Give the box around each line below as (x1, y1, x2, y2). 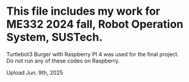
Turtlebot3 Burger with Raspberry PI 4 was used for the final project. (6, 50, 179, 58)
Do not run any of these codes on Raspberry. (6, 57, 120, 64)
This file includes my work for (6, 4, 161, 18)
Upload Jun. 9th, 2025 (6, 69, 63, 76)
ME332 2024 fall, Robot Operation (6, 17, 183, 31)
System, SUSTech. (6, 31, 103, 44)
